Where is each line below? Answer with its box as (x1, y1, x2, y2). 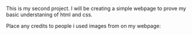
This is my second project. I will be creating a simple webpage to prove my (6, 5, 186, 12)
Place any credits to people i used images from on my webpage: (6, 23, 161, 29)
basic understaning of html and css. (6, 11, 92, 18)
